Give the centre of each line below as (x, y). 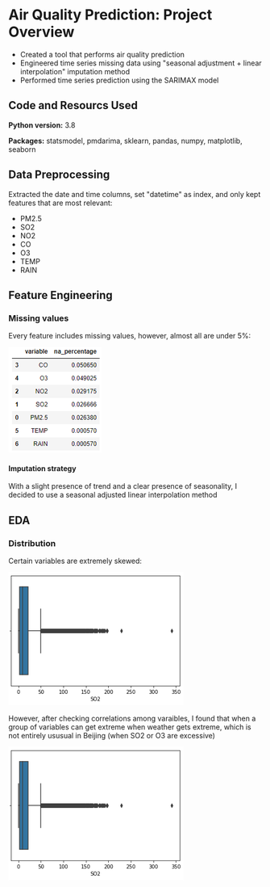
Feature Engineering (60, 295)
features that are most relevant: (60, 203)
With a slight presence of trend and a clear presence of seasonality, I (123, 486)
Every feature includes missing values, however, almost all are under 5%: (130, 336)
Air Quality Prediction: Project (110, 15)
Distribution (32, 543)
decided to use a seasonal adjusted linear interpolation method (113, 495)
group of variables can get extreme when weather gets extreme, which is (130, 727)
